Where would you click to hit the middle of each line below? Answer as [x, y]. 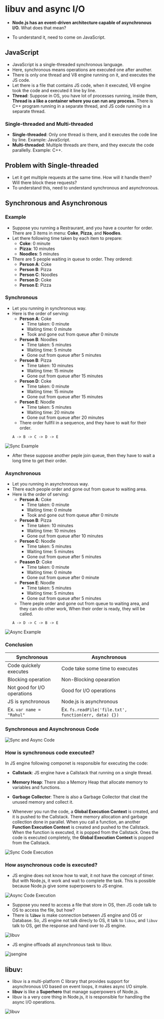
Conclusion [19, 645]
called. [26, 614]
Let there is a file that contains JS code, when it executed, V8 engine [81, 85]
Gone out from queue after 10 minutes [65, 536]
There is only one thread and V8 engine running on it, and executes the [84, 75]
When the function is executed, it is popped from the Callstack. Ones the [85, 833]
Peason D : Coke [36, 562]
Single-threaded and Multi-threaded [49, 124]
